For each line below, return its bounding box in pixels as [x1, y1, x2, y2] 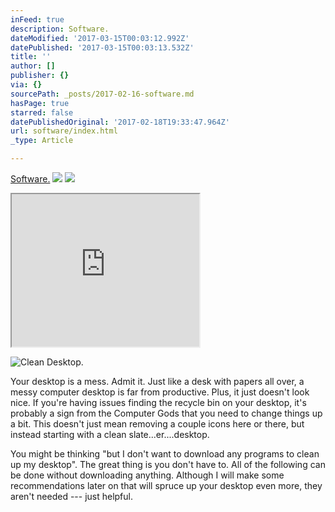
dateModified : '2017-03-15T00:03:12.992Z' [10, 33, 190, 43]
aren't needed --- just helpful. [10, 491, 134, 502]
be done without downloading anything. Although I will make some [10, 469, 285, 481]
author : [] [10, 61, 56, 71]
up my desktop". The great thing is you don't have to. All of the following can [10, 459, 326, 470]
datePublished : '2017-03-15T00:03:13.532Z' [10, 42, 195, 53]
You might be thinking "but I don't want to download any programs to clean [10, 448, 320, 460]
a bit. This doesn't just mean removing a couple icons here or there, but [10, 418, 305, 430]
